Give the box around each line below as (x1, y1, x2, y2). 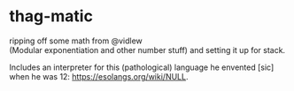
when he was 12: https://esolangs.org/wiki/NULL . (9, 71, 189, 81)
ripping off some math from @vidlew (9, 35, 143, 46)
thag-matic (9, 6, 93, 27)
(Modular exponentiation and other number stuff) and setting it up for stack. (9, 44, 286, 55)
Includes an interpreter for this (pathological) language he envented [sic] (9, 62, 275, 72)
